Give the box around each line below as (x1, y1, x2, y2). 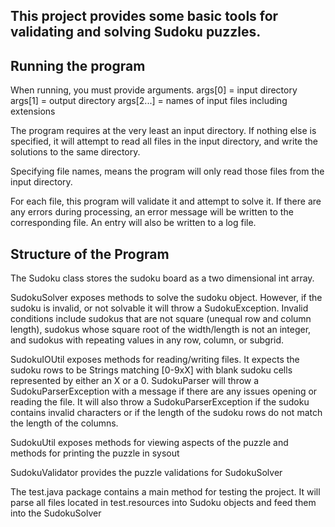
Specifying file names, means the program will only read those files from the (10, 165, 325, 178)
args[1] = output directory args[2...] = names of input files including (10, 95, 288, 107)
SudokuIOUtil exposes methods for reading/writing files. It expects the (10, 354, 300, 366)
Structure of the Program (10, 245, 170, 263)
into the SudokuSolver (10, 507, 102, 519)
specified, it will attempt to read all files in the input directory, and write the (10, 135, 318, 148)
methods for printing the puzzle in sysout (10, 447, 180, 459)
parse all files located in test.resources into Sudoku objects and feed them (10, 497, 317, 509)
